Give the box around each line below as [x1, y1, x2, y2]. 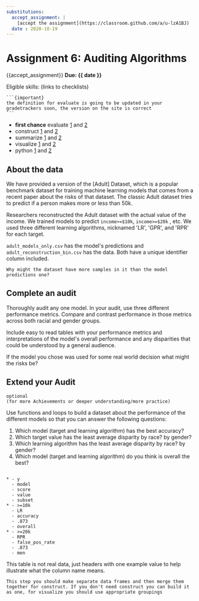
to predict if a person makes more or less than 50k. [6, 200, 133, 207]
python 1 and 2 [14, 147, 52, 154]
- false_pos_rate [11, 539, 55, 546]
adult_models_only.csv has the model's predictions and [6, 242, 144, 249]
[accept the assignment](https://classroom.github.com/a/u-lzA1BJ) [17, 20, 189, 26]
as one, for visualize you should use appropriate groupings [6, 589, 163, 595]
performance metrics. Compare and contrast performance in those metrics [6, 310, 192, 318]
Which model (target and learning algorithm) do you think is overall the [14, 453, 191, 460]
